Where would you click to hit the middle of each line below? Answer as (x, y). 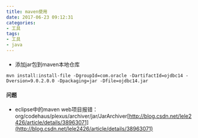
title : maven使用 (27, 12)
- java (14, 45)
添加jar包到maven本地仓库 (47, 65)
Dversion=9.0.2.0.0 (31, 81)
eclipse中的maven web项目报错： (56, 109)
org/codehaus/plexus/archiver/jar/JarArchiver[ (72, 116)
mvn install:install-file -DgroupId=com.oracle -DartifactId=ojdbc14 (95, 76)
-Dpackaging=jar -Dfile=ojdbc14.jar (103, 81)
